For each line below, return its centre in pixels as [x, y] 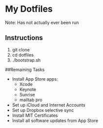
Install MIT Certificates [35, 115]
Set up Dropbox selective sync [43, 110]
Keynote [28, 89]
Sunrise [27, 94]
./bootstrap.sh [26, 60]
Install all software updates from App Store [55, 120]
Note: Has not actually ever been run [42, 22]
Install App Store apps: [35, 79]
